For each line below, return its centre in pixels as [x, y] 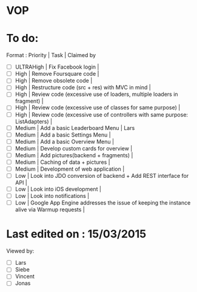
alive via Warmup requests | [50, 209]
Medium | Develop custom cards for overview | [74, 148]
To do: [22, 39]
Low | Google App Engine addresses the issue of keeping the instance [103, 203]
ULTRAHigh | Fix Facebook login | [57, 67]
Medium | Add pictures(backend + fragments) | [74, 155]
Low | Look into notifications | [52, 196]
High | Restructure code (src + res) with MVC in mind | [83, 87]
